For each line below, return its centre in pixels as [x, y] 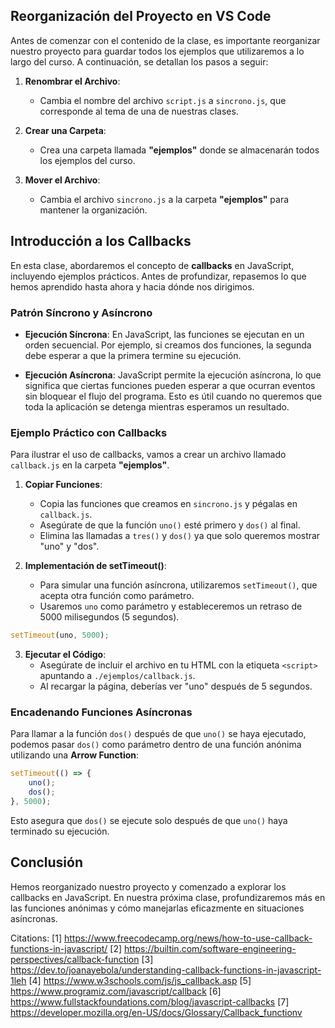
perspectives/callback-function [75, 959]
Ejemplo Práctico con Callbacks [89, 432]
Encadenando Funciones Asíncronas [101, 712]
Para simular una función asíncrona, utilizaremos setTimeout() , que [178, 585]
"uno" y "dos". [69, 546]
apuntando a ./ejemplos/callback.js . [117, 676]
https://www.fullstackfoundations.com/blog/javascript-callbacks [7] [150, 1001]
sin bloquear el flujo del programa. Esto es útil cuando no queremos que [173, 396]
